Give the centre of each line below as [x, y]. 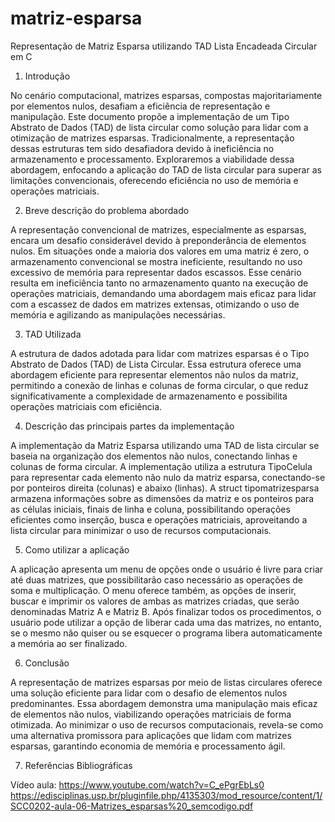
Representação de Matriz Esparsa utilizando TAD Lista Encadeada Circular [164, 46]
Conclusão [47, 663]
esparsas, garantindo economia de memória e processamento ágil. [148, 746]
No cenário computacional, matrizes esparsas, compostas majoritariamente [166, 95]
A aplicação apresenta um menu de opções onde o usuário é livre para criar [167, 569]
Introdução [47, 76]
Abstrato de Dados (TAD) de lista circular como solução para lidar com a [159, 127]
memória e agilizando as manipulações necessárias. [118, 314]
